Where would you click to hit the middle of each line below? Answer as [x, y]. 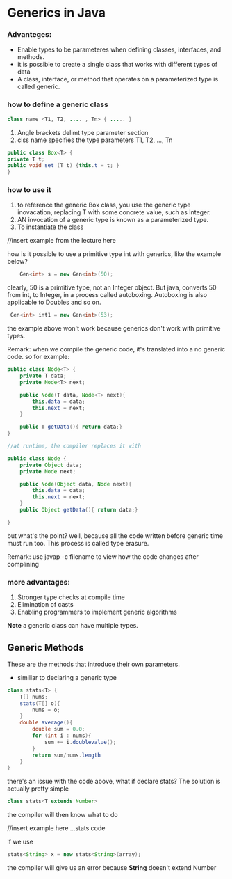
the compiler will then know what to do [63, 815]
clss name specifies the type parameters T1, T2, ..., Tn [95, 140]
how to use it [29, 190]
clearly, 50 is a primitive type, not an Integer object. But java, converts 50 [112, 287]
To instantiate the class [50, 227]
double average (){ [46, 723]
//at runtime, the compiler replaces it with [74, 446]
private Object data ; [51, 465]
